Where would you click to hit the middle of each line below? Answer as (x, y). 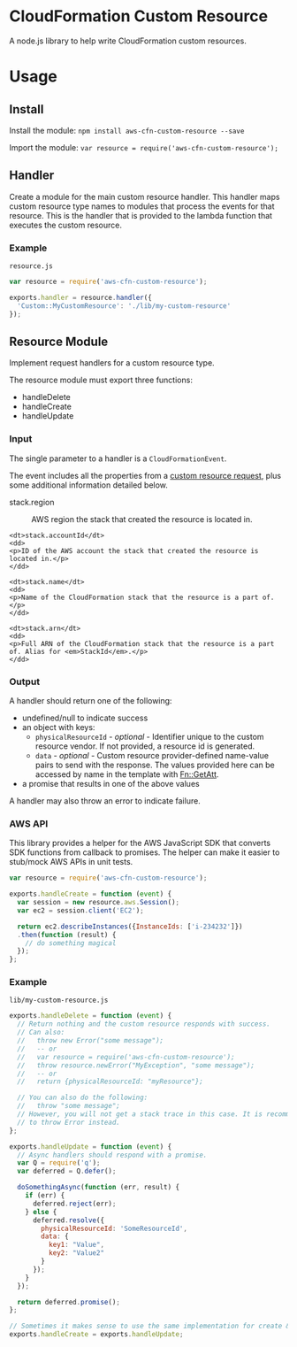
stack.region (32, 502)
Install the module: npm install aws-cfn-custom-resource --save (127, 130)
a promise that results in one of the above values (111, 783)
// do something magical (71, 943)
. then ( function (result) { (67, 935)
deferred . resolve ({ (68, 1220)
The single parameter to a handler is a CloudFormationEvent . (118, 458)
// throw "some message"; (69, 1106)
